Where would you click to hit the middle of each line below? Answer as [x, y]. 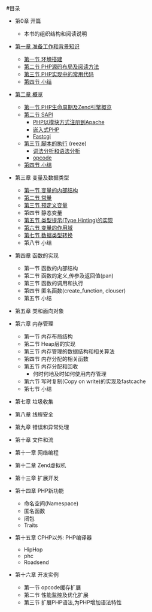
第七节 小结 [38, 389]
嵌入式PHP [46, 129]
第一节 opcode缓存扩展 [52, 587]
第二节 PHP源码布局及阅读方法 [61, 67]
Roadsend [36, 562]
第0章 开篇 [28, 21]
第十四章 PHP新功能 [39, 491]
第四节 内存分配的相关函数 [56, 359]
